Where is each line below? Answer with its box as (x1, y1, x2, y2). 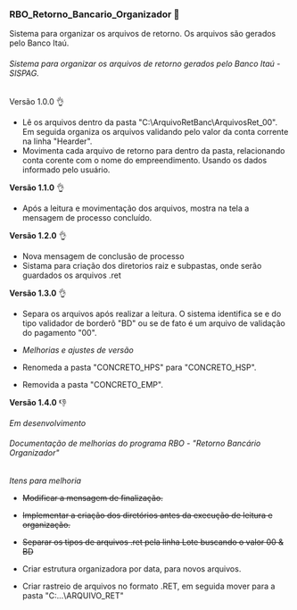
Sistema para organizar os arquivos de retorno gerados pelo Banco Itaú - (9, 58, 281, 69)
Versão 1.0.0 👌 (9, 96, 65, 106)
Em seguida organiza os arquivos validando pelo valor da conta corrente (21, 126, 289, 137)
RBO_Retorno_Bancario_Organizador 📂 (9, 8, 180, 21)
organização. (21, 519, 71, 530)
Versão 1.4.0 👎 (9, 397, 67, 407)
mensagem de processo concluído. (21, 212, 153, 222)
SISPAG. (9, 67, 40, 79)
